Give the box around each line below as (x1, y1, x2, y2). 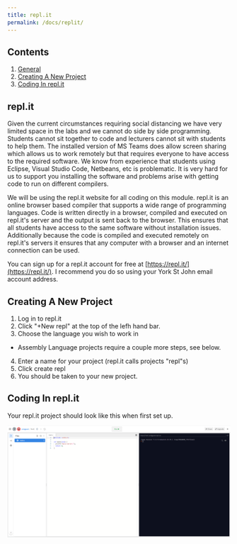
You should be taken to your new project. (17, 372, 138, 380)
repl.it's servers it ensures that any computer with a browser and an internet (7, 238, 229, 248)
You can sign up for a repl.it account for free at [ (7, 260, 148, 269)
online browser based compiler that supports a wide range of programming (7, 201, 226, 209)
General (17, 65, 41, 74)
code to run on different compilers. (7, 179, 109, 188)
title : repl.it (7, 11, 52, 18)
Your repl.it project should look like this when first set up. (7, 411, 173, 420)
